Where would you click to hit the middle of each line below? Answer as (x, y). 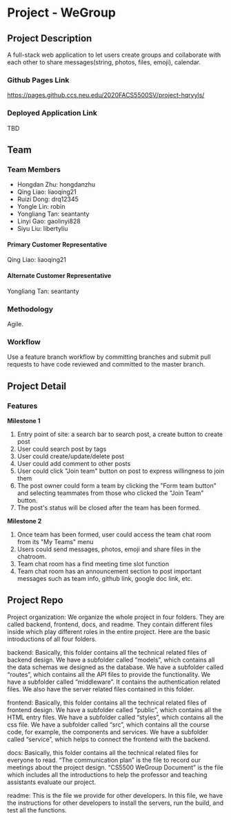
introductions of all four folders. (52, 639)
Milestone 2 (24, 521)
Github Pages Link (38, 80)
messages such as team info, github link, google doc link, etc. (105, 578)
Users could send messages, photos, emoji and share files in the (109, 549)
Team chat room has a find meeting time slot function (93, 563)
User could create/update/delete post (71, 456)
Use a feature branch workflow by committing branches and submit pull (109, 357)
